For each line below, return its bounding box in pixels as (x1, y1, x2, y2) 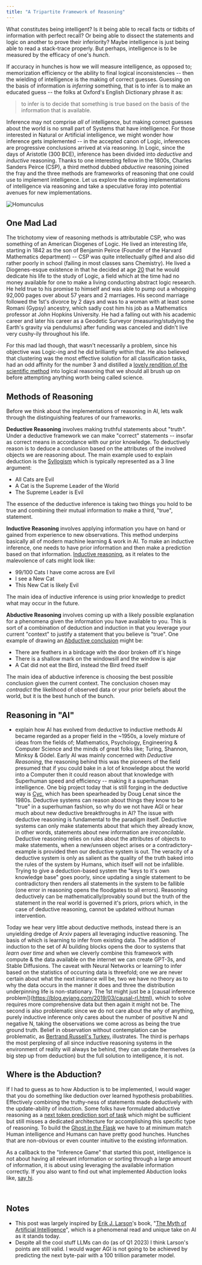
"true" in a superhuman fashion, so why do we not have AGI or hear (14, 803, 183, 810)
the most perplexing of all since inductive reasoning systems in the (6, 1039, 172, 1046)
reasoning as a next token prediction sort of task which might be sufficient (6, 1111, 191, 1118)
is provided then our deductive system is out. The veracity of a (37, 848, 194, 855)
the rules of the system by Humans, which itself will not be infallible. (14, 861, 185, 868)
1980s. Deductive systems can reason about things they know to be (14, 796, 184, 804)
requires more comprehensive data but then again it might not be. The (6, 1001, 181, 1008)
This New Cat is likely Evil (14, 581, 79, 589)
